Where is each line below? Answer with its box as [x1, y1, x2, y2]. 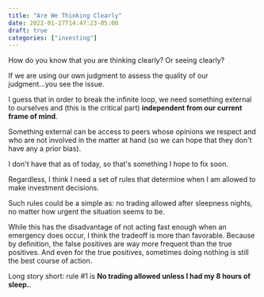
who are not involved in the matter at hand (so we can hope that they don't [8, 136, 252, 145]
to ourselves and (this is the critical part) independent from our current [8, 103, 243, 113]
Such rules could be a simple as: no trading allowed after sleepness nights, [8, 199, 253, 208]
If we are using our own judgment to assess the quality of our [8, 71, 209, 80]
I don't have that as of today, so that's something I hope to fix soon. [8, 160, 228, 169]
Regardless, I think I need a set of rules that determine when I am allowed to [8, 175, 256, 184]
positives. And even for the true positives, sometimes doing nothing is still [8, 248, 250, 257]
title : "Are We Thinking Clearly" [8, 11, 123, 20]
